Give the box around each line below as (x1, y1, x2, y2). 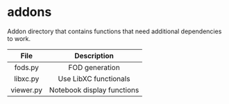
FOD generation (68, 62, 120, 72)
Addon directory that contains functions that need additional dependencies (7, 27, 222, 35)
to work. (7, 34, 31, 42)
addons (7, 4, 52, 20)
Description (74, 51, 114, 60)
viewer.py (10, 85, 43, 94)
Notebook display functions (49, 85, 139, 94)
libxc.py (13, 73, 40, 83)
